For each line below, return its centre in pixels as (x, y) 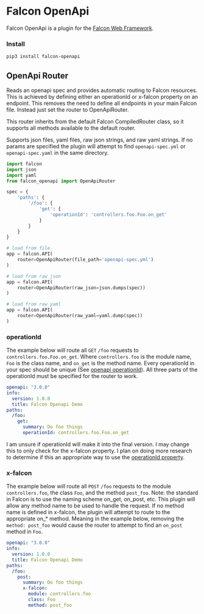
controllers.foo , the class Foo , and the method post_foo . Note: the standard (102, 493)
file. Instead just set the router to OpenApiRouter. (68, 109)
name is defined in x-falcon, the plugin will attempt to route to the (88, 512)
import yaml (21, 175)
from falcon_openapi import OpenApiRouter (61, 181)
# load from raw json (34, 276)
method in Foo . (25, 532)
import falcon (24, 164)
